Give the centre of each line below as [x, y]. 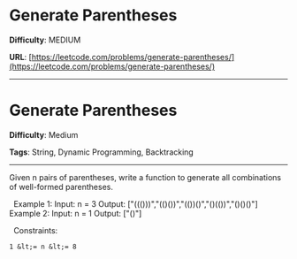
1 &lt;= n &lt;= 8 [43, 247]
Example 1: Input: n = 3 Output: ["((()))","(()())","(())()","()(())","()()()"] [135, 203]
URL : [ [21, 57]
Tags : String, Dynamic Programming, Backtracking [102, 152]
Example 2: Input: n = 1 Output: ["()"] [76, 213]
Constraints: [35, 230]
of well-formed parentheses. [61, 187]
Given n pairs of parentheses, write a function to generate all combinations [145, 177]
